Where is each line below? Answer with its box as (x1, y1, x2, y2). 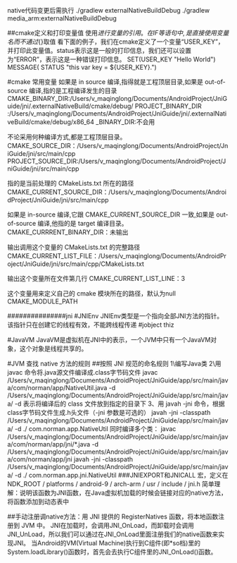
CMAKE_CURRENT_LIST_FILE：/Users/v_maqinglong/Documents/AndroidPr (7, 252, 227, 260)
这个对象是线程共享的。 (19, 344, 88, 353)
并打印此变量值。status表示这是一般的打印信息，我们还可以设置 (7, 47, 192, 54)
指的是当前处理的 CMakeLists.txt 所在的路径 (7, 179, 134, 187)
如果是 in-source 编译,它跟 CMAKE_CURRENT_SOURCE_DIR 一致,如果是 (7, 210, 215, 219)
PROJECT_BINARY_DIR (134, 102, 202, 110)
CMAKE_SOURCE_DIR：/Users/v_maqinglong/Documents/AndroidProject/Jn (7, 142, 229, 150)
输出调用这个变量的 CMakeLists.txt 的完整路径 (7, 243, 141, 251)
